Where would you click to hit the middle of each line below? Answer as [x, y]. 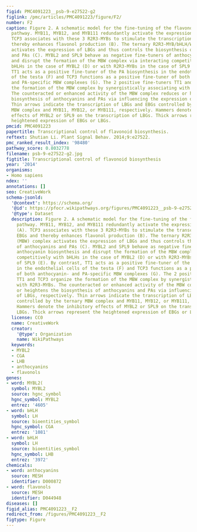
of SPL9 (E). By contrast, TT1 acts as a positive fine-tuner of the [103, 263]
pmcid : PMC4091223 [28, 126]
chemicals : [19, 465]
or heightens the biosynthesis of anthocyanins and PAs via [91, 290]
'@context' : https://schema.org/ [52, 203]
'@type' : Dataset [33, 214]
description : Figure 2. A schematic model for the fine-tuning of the [99, 219]
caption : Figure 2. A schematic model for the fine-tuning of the [89, 28]
